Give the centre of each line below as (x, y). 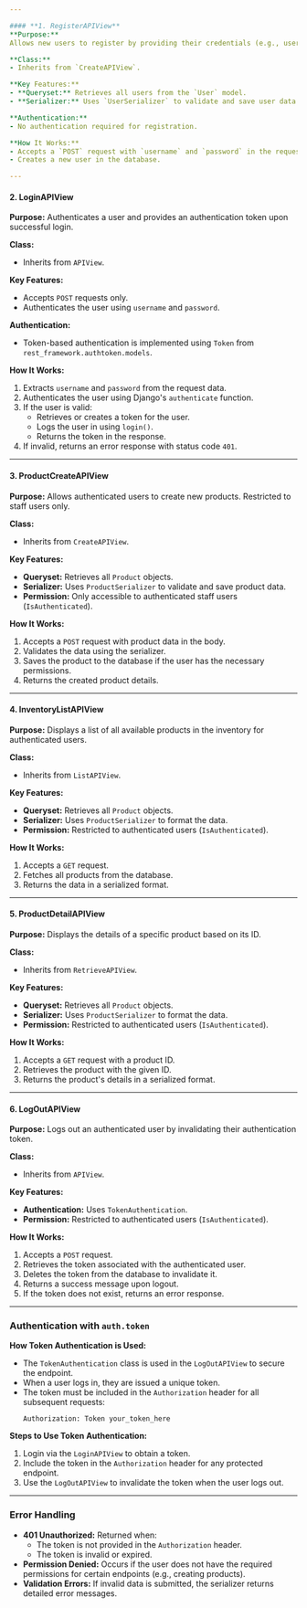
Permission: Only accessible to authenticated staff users (130, 596)
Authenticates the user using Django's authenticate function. (138, 397)
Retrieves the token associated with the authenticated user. (134, 1264)
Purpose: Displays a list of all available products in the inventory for (137, 730)
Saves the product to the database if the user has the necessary (143, 661)
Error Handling (42, 1515)
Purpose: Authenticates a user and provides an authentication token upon (149, 217)
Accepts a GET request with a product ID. (99, 1060)
